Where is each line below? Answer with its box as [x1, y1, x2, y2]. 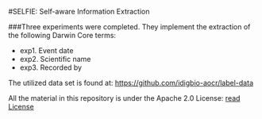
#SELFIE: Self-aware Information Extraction [8, 7, 150, 16]
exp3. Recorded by [19, 63, 82, 72]
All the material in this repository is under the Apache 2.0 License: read [8, 94, 241, 102]
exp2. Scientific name [19, 55, 91, 63]
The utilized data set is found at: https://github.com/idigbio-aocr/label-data [8, 79, 254, 87]
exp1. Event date [19, 46, 74, 55]
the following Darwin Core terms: [8, 31, 117, 40]
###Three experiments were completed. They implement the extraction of [8, 22, 251, 31]
